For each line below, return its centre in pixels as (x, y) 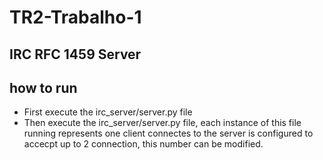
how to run (43, 87)
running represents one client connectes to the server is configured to (168, 133)
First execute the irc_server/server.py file (108, 112)
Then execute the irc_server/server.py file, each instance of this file (162, 123)
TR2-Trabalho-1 (75, 17)
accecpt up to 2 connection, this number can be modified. (143, 144)
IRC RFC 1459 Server (75, 54)
